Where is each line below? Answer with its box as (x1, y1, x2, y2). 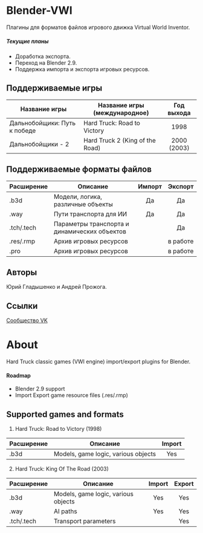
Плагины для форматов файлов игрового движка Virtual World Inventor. (6, 24, 190, 31)
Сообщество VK (6, 317, 48, 324)
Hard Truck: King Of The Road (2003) (14, 465, 109, 473)
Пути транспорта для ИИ (53, 210, 127, 218)
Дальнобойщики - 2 (9, 140, 69, 148)
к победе (9, 126, 36, 135)
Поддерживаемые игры (6, 83, 103, 94)
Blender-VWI (6, 4, 72, 18)
